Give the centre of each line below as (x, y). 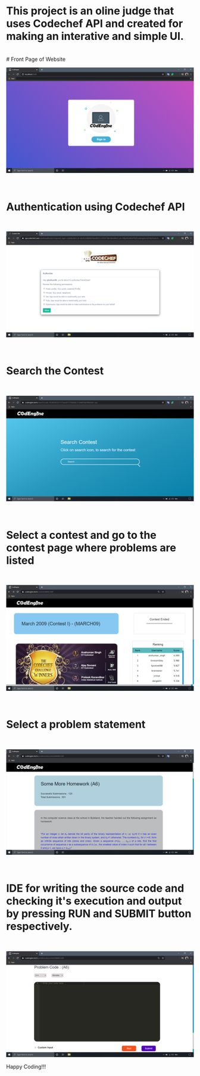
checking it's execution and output (94, 901)
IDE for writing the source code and (95, 889)
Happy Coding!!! (26, 1066)
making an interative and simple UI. (95, 36)
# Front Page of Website (36, 59)
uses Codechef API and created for (95, 24)
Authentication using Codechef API (96, 207)
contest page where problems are (91, 548)
